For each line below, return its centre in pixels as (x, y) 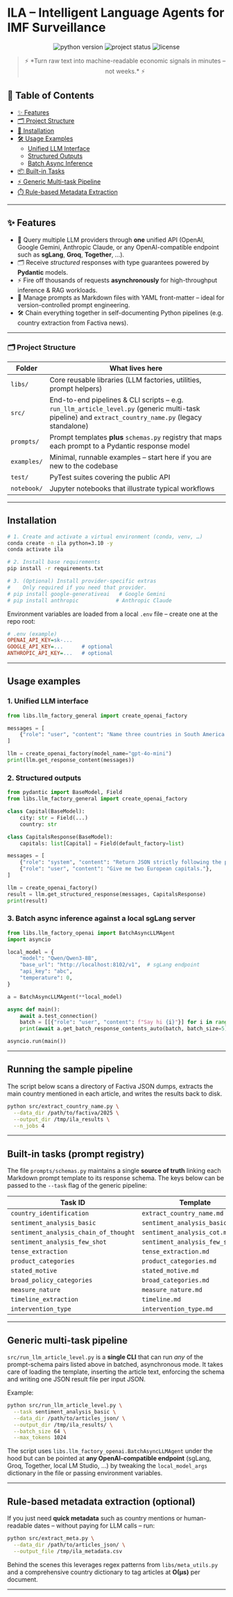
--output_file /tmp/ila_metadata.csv (68, 1551)
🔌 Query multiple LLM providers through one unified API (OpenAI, (111, 240)
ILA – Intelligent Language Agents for (116, 13)
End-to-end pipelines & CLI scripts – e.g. (116, 400)
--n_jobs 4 (29, 1126)
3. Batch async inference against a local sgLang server (101, 918)
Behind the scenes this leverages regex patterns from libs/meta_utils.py (113, 1564)
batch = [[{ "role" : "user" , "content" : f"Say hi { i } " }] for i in (116, 1022)
